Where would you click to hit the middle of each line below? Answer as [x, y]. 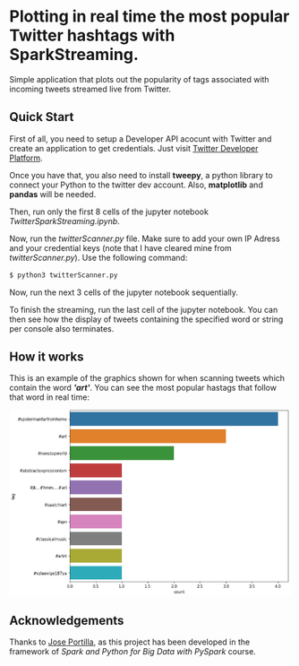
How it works [47, 357]
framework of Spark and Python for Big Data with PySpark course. [133, 652]
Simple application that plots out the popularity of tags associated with [140, 79]
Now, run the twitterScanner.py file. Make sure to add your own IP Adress [145, 238]
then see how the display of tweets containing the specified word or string [146, 319]
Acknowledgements [67, 620]
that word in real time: [49, 397]
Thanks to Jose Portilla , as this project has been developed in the [130, 642]
